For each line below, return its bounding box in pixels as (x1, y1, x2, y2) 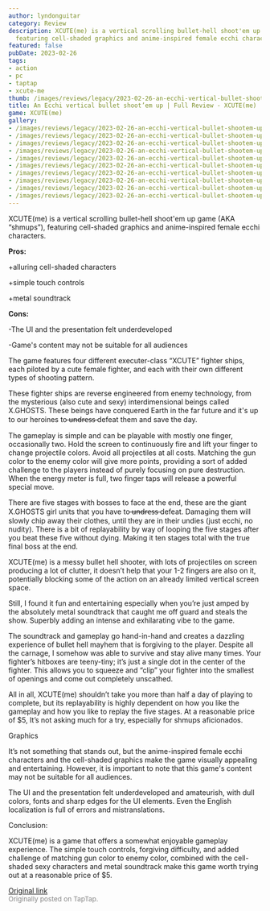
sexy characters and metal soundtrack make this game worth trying (35, 861, 259, 871)
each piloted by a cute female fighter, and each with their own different (8, 364, 243, 374)
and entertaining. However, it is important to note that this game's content (8, 763, 252, 773)
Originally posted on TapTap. (8, 894, 99, 903)
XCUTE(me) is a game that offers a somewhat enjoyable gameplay (8, 835, 228, 846)
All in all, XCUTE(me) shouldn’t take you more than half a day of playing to (8, 689, 253, 699)
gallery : (8, 117, 38, 125)
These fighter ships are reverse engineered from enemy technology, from (8, 388, 252, 398)
